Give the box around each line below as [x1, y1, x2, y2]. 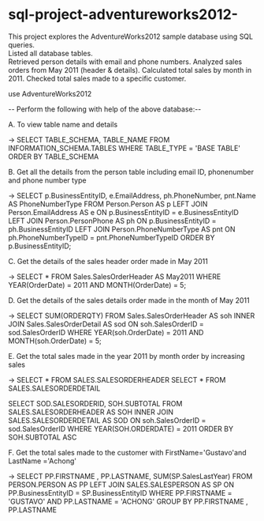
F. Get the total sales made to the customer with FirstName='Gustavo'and [8, 447, 247, 457]
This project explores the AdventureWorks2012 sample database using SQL [8, 32, 254, 41]
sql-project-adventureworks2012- [8, 6, 239, 24]
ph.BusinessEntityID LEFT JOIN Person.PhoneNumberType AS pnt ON [8, 224, 236, 234]
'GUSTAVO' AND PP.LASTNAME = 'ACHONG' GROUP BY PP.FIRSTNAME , [8, 496, 248, 506]
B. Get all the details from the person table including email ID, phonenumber [8, 167, 255, 176]
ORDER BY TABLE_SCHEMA [8, 152, 99, 161]
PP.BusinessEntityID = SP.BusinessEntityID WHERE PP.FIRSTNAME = [8, 488, 232, 497]
